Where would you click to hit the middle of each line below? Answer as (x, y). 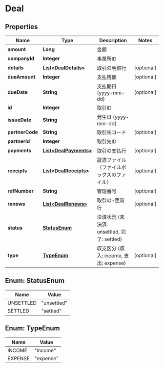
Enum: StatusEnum (35, 281)
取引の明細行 (112, 68)
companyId (21, 58)
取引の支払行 (112, 151)
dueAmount (21, 77)
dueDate (18, 92)
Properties (21, 27)
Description (113, 40)
